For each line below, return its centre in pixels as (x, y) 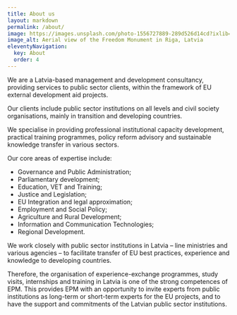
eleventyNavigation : (38, 47)
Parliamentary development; (59, 179)
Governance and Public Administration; (74, 172)
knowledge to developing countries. (59, 260)
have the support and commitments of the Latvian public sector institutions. (117, 304)
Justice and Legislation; (52, 194)
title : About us (31, 14)
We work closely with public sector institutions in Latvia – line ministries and (117, 245)
